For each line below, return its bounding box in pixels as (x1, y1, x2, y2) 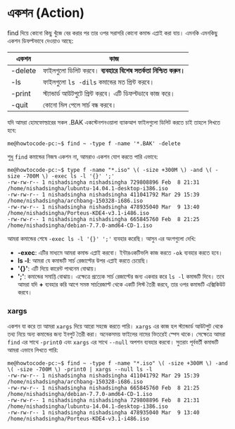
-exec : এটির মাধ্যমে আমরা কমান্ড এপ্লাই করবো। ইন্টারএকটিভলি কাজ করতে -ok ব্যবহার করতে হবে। (17, 248, 223, 256)
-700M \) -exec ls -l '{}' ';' (23, 173, 115, 180)
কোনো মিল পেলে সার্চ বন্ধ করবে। (43, 100, 117, 110)
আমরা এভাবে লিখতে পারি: (7, 346, 58, 354)
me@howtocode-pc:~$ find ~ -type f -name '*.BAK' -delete (7, 139, 181, 147)
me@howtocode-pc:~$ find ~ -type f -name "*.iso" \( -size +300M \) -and (7, 360, 229, 367)
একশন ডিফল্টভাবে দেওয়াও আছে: (7, 37, 74, 45)
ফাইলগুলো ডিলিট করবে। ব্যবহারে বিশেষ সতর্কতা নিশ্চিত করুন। (43, 66, 185, 75)
